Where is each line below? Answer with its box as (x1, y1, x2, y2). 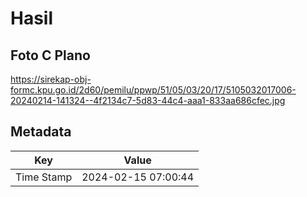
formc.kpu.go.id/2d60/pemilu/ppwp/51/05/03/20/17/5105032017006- (10, 84, 297, 96)
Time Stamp (15, 170, 73, 184)
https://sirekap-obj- (10, 73, 92, 85)
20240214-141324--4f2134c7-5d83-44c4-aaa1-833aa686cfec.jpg (10, 95, 286, 106)
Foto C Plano (10, 47, 91, 64)
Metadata (10, 123, 72, 141)
